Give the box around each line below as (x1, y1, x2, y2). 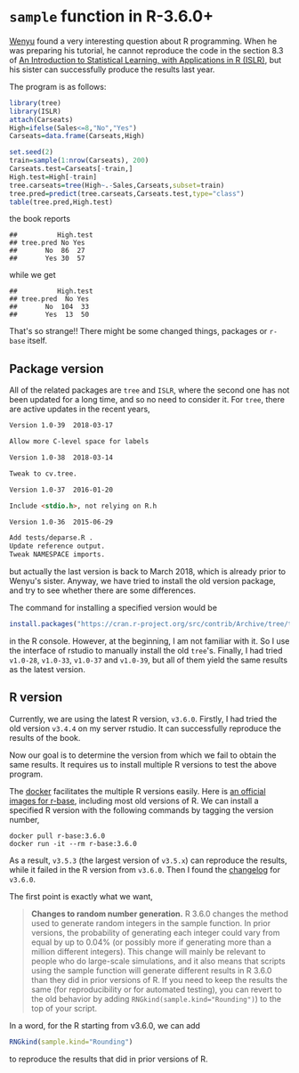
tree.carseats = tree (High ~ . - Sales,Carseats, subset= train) (9, 181, 225, 190)
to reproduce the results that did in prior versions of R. (9, 1053, 208, 1064)
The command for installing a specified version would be (9, 603, 218, 613)
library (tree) (9, 98, 62, 108)
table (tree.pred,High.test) (9, 198, 114, 207)
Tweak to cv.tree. (9, 469, 77, 478)
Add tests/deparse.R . (9, 533, 93, 542)
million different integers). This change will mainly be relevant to (30, 946, 266, 956)
